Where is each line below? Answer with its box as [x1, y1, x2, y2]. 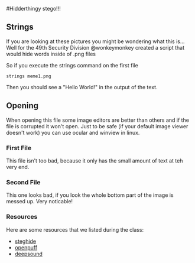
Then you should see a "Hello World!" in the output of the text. [6, 83, 158, 90]
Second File [6, 178, 41, 186]
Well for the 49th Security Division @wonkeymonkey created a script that [6, 44, 185, 51]
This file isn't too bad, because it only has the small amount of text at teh [6, 157, 183, 164]
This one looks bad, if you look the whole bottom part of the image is [6, 191, 174, 199]
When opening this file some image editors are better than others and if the [6, 116, 189, 124]
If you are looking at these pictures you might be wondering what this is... [6, 38, 185, 45]
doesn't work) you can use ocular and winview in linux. [6, 129, 140, 136]
